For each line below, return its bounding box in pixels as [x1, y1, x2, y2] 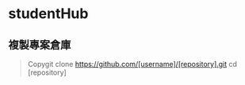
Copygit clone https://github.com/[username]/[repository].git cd [27, 60, 238, 68]
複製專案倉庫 [8, 38, 71, 51]
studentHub [8, 5, 89, 23]
